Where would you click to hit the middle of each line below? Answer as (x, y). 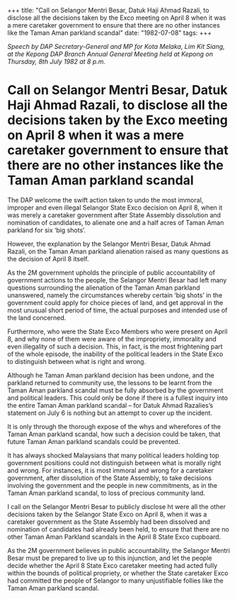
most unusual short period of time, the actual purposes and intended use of (117, 310)
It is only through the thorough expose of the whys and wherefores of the (114, 426)
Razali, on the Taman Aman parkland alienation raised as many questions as (118, 251)
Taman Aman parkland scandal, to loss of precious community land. (106, 493)
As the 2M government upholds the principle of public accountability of (111, 273)
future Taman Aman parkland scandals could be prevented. (94, 441)
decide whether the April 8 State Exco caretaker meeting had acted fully (112, 565)
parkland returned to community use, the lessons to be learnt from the (110, 382)
